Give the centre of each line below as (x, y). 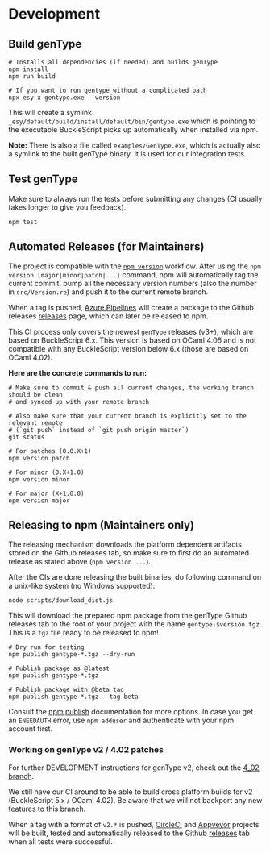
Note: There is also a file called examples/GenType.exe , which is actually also (135, 145)
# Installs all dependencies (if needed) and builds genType (113, 62)
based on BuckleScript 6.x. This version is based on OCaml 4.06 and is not (132, 340)
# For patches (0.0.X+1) (50, 451)
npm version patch (39, 458)
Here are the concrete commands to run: (78, 372)
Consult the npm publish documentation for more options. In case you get (131, 712)
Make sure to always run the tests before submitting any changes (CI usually (135, 198)
